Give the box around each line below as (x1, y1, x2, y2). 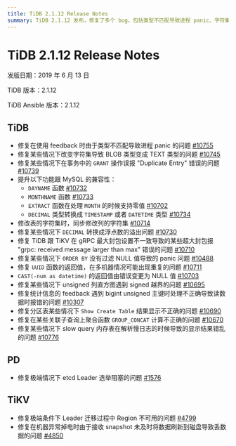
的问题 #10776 (17, 333, 60, 341)
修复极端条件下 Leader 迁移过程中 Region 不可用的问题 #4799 (17, 414, 197, 422)
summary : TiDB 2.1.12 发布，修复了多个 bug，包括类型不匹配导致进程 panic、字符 (7, 17, 225, 24)
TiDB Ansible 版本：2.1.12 (7, 101, 80, 110)
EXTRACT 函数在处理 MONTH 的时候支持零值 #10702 (27, 202, 169, 210)
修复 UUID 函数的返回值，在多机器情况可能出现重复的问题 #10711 (17, 263, 202, 271)
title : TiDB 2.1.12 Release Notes (7, 10, 109, 18)
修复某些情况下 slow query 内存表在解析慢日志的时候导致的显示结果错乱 (17, 324, 226, 333)
